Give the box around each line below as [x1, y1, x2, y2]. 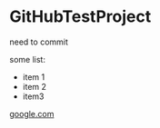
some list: [9, 54, 45, 64]
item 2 [22, 81, 47, 92]
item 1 [22, 71, 45, 83]
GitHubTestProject [9, 6, 152, 27]
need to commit [9, 36, 68, 47]
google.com [9, 108, 55, 119]
